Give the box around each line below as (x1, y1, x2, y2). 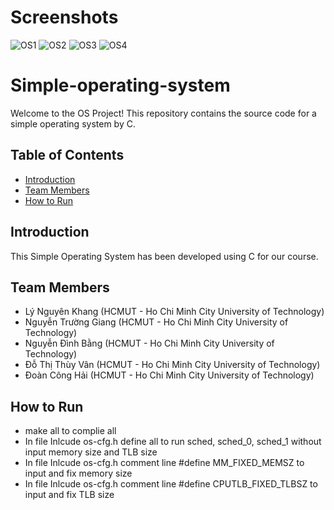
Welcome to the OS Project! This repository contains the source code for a (10, 107, 317, 119)
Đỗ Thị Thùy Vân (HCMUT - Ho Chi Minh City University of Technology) (24, 359, 321, 371)
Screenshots (10, 6, 119, 29)
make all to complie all (24, 425, 117, 437)
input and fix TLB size (24, 489, 115, 501)
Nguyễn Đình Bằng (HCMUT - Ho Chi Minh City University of (24, 337, 275, 350)
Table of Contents (10, 147, 125, 164)
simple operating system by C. (10, 117, 136, 130)
